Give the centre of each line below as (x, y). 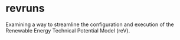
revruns (25, 8)
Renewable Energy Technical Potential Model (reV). (68, 30)
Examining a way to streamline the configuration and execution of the (90, 24)
